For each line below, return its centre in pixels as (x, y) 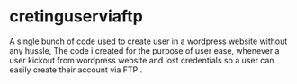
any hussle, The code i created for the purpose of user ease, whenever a (144, 50)
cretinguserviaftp (76, 17)
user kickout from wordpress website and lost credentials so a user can (142, 60)
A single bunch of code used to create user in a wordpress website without (148, 41)
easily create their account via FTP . (76, 70)
